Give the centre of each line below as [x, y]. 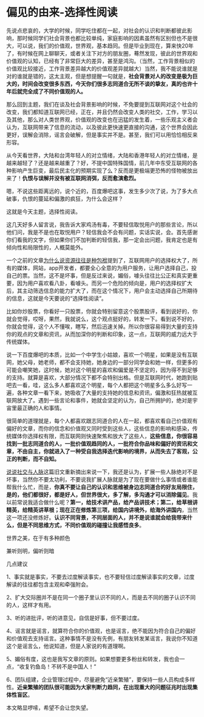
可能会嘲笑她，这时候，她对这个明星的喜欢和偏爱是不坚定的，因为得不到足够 [102, 369]
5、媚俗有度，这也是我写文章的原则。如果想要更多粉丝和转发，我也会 [93, 659]
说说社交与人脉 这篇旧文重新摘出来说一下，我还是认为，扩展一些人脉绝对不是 [102, 472]
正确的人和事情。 [43, 408]
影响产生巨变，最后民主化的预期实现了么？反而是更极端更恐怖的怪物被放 [102, 170]
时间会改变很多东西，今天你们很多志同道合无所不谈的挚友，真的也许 [107, 83]
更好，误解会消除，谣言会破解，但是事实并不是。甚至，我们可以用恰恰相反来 [102, 135]
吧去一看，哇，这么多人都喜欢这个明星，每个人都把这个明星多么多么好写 [97, 385]
